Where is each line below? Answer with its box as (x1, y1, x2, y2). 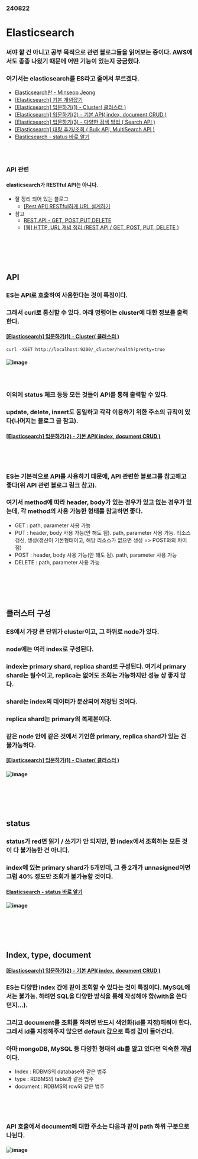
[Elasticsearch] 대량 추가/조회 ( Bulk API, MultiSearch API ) (14, 126, 155, 133)
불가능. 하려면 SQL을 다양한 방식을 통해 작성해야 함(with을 (18, 992, 175, 1000)
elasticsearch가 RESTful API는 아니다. (6, 181, 99, 188)
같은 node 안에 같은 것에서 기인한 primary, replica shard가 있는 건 (6, 732, 186, 740)
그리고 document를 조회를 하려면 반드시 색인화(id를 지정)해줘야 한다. (6, 1018, 192, 1026)
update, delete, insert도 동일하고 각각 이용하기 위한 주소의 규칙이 (6, 408, 184, 417)
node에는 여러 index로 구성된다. (6, 645, 94, 653)
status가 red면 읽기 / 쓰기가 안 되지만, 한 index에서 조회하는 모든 (6, 837, 181, 845)
